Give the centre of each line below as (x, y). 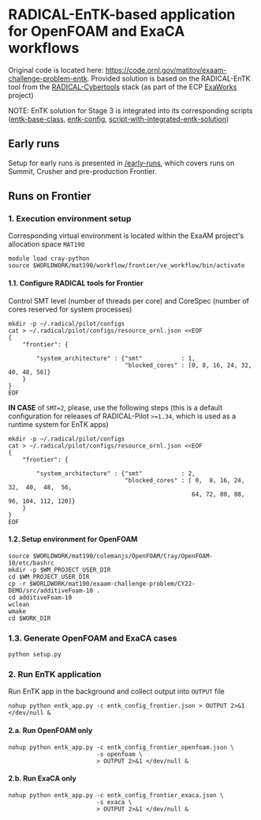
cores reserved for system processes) (70, 309)
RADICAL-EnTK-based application (122, 15)
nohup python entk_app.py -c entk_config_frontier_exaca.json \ (116, 795)
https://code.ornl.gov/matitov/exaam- (166, 70)
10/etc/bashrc (32, 563)
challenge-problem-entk (48, 78)
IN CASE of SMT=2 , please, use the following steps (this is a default (116, 407)
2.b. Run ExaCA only (42, 778)
